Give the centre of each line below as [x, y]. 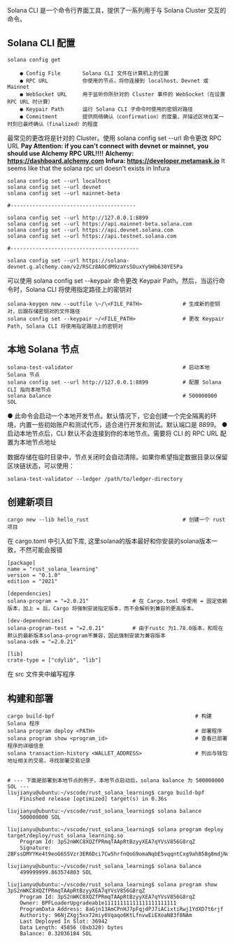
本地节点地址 [38, 442]
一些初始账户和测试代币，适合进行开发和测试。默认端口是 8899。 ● [129, 424]
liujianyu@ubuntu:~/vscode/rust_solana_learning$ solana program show [112, 885]
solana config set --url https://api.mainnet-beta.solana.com [100, 224]
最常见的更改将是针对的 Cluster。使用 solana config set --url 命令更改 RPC [115, 138]
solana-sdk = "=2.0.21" [42, 642]
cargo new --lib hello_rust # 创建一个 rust [116, 520]
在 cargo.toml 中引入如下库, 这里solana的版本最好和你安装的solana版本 [109, 541]
